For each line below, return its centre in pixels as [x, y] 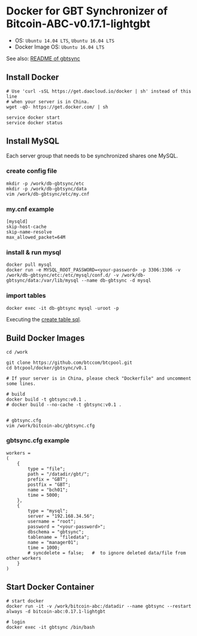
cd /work [17, 352]
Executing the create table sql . [44, 319]
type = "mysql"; [48, 511]
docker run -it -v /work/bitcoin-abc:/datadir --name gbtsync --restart [99, 606]
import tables [26, 295]
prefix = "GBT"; [48, 479]
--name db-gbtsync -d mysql [116, 280]
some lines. [21, 383]
